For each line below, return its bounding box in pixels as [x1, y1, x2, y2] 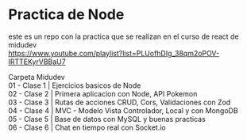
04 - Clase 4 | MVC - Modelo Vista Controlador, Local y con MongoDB [8, 105, 238, 115]
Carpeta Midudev [8, 72, 65, 81]
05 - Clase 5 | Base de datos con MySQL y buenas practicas [8, 114, 206, 123]
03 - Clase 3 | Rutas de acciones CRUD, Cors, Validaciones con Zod [8, 97, 231, 107]
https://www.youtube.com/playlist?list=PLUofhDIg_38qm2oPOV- [8, 48, 220, 58]
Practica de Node [8, 6, 125, 24]
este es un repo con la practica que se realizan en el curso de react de [8, 32, 240, 41]
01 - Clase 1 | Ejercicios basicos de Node [8, 81, 141, 90]
